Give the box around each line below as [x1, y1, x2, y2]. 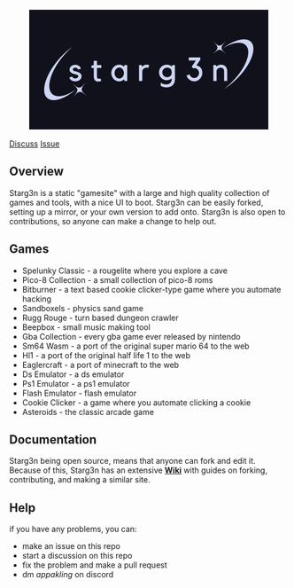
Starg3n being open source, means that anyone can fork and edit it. [9, 456, 256, 466]
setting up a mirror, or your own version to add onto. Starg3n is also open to [9, 206, 286, 217]
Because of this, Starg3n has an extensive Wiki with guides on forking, [9, 465, 268, 475]
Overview [9, 164, 65, 179]
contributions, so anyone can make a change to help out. [9, 216, 217, 226]
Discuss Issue [9, 138, 60, 149]
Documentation [9, 432, 97, 448]
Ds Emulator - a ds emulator [21, 369, 125, 380]
